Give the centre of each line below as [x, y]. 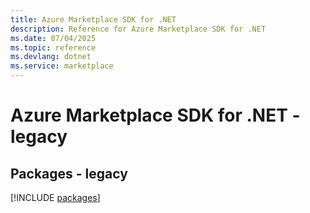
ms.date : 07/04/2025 [53, 38]
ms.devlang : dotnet [51, 57]
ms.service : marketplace [62, 66]
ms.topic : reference [53, 47]
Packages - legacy [69, 173]
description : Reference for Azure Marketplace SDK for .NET [138, 29]
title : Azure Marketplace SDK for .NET [93, 19]
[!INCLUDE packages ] [55, 197]
